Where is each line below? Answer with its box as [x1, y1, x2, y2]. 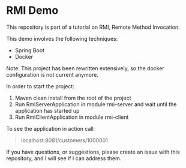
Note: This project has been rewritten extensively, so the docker [6, 64, 165, 72]
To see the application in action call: [6, 125, 95, 132]
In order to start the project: [6, 82, 75, 90]
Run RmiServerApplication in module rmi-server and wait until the [14, 100, 177, 108]
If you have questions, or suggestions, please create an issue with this [6, 148, 180, 155]
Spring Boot [14, 46, 45, 54]
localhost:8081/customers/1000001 [20, 136, 108, 144]
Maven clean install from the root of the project [14, 94, 131, 101]
